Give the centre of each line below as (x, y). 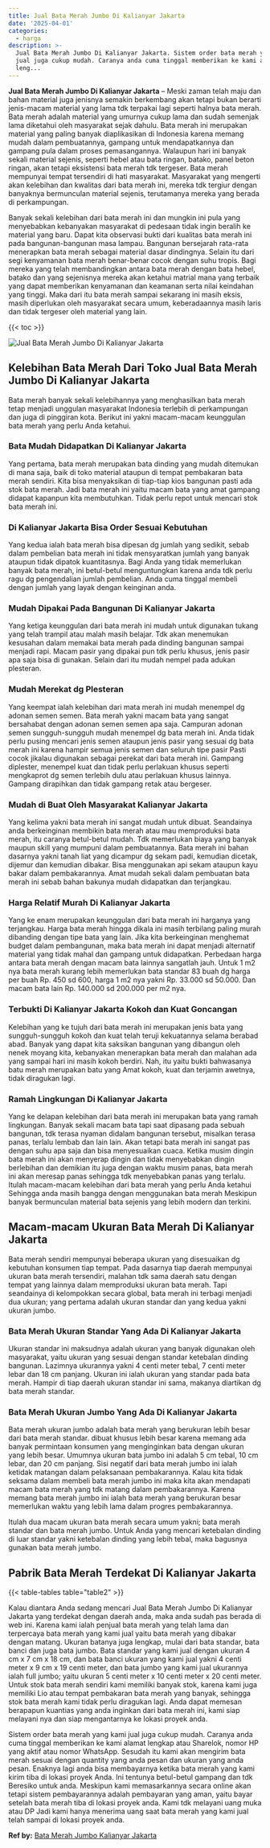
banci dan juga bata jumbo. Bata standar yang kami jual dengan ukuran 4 (129, 1651)
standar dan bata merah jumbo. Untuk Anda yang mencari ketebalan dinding (135, 1530)
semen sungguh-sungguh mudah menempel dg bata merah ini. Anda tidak (131, 732)
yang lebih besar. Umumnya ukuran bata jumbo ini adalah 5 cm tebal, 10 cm (133, 1455)
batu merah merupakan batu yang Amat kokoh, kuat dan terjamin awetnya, (132, 1069)
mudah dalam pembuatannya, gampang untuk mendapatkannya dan (121, 142)
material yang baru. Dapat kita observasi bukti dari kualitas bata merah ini (130, 235)
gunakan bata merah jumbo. (55, 1547)
